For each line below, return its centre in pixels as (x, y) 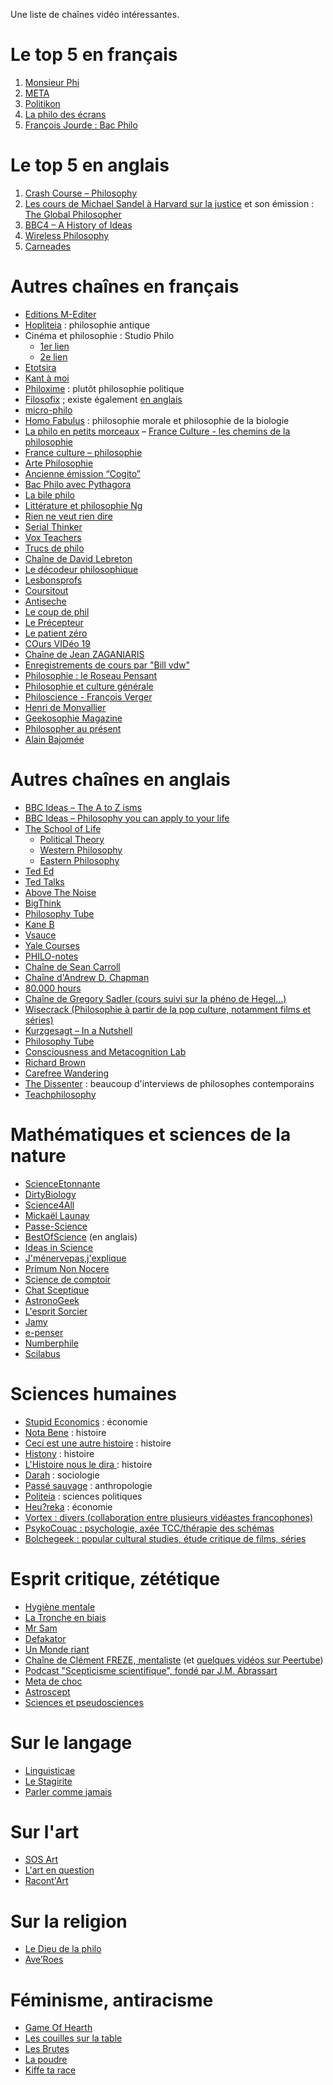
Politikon (42, 103)
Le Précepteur (54, 622)
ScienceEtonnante (62, 1183)
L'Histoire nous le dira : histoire (88, 1464)
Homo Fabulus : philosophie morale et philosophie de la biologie (157, 420)
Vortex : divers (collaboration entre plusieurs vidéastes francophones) (169, 1517)
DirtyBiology (50, 1194)
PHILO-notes (51, 956)
